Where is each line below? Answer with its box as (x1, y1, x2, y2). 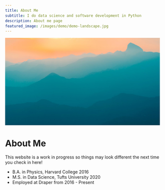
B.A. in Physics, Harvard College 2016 (12, 169, 89, 175)
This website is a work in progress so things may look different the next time (5, 154, 160, 160)
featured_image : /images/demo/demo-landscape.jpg (5, 24, 109, 29)
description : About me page (5, 18, 63, 23)
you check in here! (5, 159, 43, 165)
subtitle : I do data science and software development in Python (5, 13, 141, 18)
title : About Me (5, 8, 38, 13)
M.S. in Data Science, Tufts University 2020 (12, 174, 101, 180)
